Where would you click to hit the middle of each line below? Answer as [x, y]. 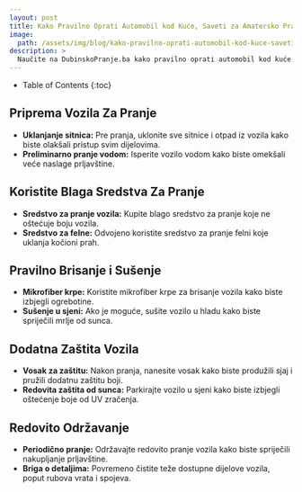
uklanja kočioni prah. [61, 242]
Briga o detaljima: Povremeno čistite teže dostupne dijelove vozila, [146, 469]
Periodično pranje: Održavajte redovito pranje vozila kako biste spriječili [156, 450]
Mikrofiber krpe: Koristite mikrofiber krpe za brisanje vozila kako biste [152, 292]
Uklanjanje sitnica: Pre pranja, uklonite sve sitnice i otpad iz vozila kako [155, 135]
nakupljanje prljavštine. [65, 459]
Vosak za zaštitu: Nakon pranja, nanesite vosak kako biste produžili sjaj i [157, 371]
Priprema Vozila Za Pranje [83, 113]
